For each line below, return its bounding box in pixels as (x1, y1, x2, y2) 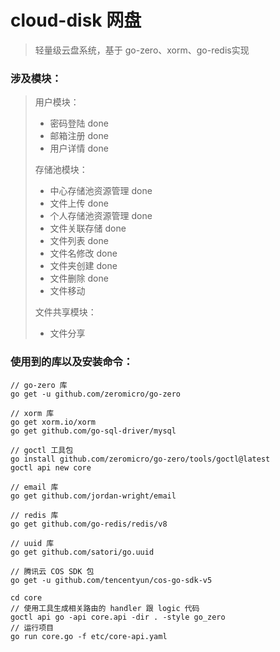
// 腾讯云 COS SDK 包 (10, 566, 95, 576)
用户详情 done (49, 142, 109, 155)
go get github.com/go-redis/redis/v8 (10, 519, 168, 529)
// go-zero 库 (10, 380, 68, 390)
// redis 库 (10, 510, 59, 520)
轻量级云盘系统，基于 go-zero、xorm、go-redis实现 (34, 44, 250, 56)
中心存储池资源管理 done (49, 185, 153, 197)
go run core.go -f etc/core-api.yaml (10, 631, 168, 641)
